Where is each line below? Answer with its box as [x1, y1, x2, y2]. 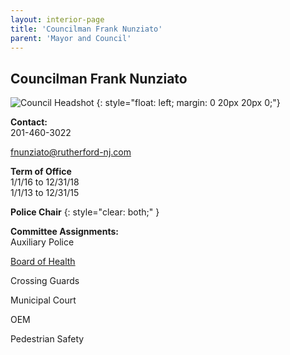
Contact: [10, 116, 48, 128]
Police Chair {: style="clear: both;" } [10, 206, 160, 218]
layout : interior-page [10, 14, 105, 25]
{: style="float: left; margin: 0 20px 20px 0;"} [96, 97, 281, 109]
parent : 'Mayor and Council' [10, 33, 132, 43]
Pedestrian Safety [10, 333, 85, 345]
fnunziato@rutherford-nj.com [10, 146, 132, 158]
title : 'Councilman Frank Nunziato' [10, 24, 163, 34]
